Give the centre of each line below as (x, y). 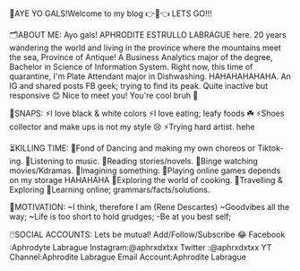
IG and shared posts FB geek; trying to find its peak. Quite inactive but (139, 86)
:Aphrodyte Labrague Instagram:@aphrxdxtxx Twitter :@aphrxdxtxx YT (141, 247)
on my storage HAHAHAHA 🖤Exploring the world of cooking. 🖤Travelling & (146, 180)
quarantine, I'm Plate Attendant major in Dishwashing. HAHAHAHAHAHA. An (150, 76)
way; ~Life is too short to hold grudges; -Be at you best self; (120, 216)
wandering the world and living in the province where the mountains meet (146, 48)
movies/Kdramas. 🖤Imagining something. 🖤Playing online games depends (145, 170)
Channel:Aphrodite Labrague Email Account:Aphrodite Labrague (128, 257)
